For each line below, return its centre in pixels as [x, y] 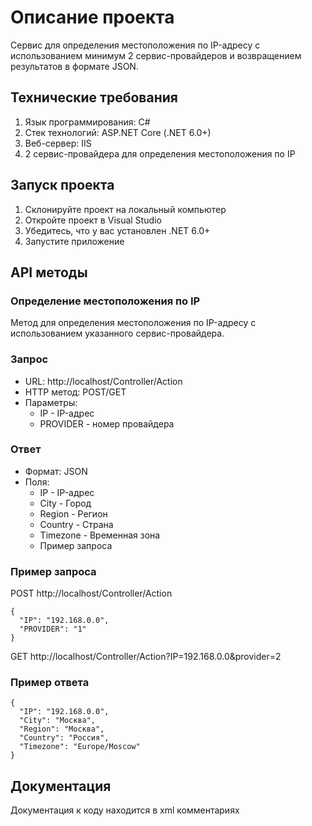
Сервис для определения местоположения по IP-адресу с [135, 45]
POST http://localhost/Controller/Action [91, 593]
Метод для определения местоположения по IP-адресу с [133, 323]
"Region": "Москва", [62, 729]
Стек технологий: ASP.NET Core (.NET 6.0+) [118, 132]
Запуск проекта [62, 185]
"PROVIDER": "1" [53, 629]
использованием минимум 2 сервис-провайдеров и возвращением [156, 55]
